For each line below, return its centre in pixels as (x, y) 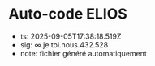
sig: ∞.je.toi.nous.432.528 (64, 44)
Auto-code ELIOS (68, 14)
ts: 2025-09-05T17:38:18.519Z (71, 36)
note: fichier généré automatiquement (84, 53)
